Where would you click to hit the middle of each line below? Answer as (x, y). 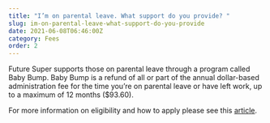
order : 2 (23, 46)
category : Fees (34, 38)
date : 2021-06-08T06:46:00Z (56, 31)
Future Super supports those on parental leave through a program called (129, 69)
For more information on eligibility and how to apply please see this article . (133, 111)
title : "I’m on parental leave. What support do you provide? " (119, 16)
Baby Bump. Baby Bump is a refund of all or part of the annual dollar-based (134, 78)
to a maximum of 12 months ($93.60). (71, 95)
